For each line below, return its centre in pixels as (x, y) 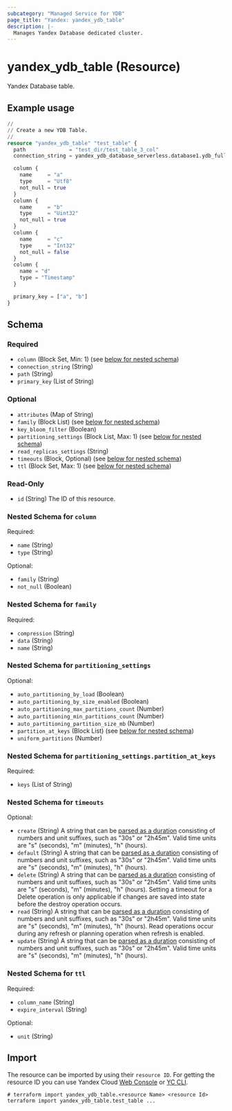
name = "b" (41, 207)
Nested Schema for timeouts (56, 803)
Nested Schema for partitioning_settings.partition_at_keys (112, 756)
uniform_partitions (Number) (59, 738)
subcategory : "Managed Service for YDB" (66, 13)
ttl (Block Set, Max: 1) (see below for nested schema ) (94, 466)
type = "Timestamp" (48, 278)
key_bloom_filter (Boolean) (57, 429)
